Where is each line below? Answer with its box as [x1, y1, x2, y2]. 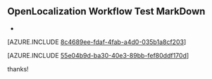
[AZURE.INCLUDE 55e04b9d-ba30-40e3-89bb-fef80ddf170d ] [7, 51, 189, 59]
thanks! [7, 64, 30, 73]
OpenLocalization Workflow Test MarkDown [7, 6, 206, 17]
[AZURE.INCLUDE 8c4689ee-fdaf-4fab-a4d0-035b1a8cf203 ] [7, 38, 187, 46]
